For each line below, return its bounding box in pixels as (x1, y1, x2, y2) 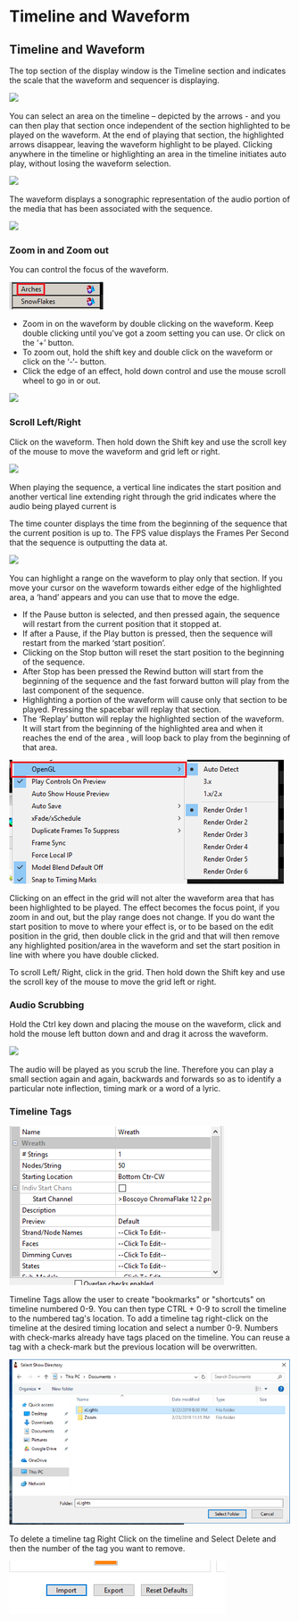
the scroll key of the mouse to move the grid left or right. (9, 976, 217, 987)
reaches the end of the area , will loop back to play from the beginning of (21, 732, 291, 743)
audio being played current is (9, 500, 117, 511)
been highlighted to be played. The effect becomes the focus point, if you (9, 902, 279, 913)
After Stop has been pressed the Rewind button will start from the (21, 665, 264, 676)
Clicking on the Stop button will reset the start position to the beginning (21, 647, 285, 657)
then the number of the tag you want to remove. (9, 1543, 186, 1554)
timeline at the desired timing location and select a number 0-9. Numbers (9, 1323, 278, 1333)
